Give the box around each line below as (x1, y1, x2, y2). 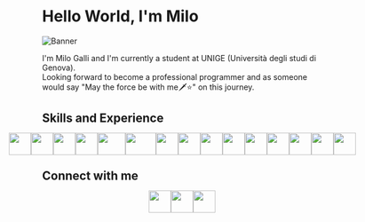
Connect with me (42, 169, 139, 184)
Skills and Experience (42, 111, 164, 126)
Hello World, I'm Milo (42, 6, 199, 27)
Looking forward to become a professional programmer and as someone (42, 71, 308, 82)
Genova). (42, 62, 75, 73)
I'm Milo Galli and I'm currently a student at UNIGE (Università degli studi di (42, 52, 317, 63)
